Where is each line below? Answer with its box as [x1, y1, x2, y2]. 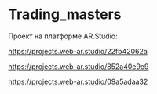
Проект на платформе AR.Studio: [8, 31, 118, 41]
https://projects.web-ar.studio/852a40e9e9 [8, 61, 149, 71]
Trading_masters [8, 5, 122, 23]
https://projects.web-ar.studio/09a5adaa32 [8, 77, 148, 86]
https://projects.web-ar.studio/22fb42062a [8, 46, 148, 56]
